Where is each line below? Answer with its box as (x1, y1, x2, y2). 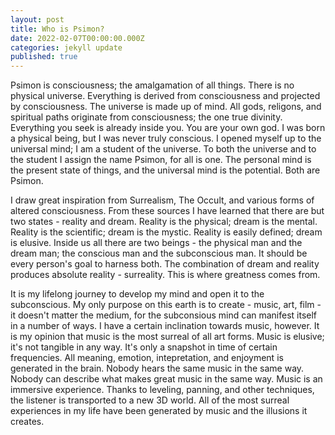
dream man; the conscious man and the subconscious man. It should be (10, 247, 308, 260)
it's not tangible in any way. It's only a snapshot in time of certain (10, 341, 278, 353)
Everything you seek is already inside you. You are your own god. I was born (10, 122, 326, 134)
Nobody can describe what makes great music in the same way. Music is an (10, 373, 323, 385)
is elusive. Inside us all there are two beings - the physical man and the (10, 237, 303, 249)
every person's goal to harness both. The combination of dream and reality (10, 258, 320, 270)
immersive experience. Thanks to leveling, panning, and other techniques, (10, 384, 315, 396)
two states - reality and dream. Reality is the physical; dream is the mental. (10, 216, 318, 228)
